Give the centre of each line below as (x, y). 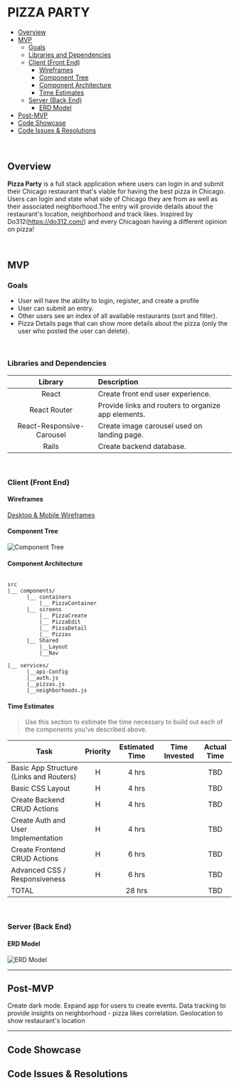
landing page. (121, 435)
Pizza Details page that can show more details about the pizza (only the (123, 324)
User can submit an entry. (55, 308)
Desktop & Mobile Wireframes (51, 515)
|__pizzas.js (46, 684)
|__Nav (49, 653)
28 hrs (137, 891)
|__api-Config (47, 672)
